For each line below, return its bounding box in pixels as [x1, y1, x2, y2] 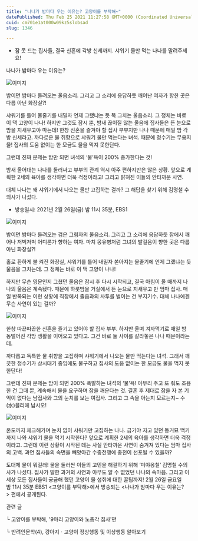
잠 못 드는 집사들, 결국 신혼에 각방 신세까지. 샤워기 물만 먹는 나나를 [14, 47, 167, 54]
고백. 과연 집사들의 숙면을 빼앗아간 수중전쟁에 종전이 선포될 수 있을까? [12, 449, 172, 456]
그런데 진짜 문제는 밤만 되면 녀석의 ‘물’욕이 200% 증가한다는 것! [6, 154, 152, 161]
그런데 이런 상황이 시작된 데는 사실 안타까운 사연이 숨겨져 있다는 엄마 [23, 442, 181, 449]
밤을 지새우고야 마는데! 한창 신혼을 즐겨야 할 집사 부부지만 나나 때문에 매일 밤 [6, 127, 182, 134]
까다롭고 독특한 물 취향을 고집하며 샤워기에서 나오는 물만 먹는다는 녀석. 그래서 [6, 353, 184, 360]
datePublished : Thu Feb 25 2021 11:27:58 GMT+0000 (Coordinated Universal [6, 14, 194, 20]
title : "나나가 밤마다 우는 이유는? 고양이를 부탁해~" [6, 8, 121, 15]
